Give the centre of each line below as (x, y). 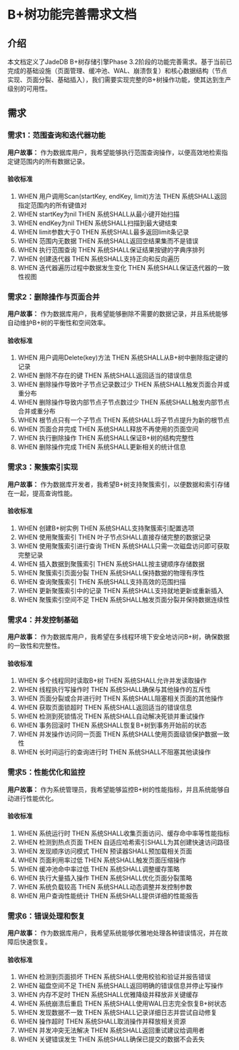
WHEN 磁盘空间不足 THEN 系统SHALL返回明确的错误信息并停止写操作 (121, 986)
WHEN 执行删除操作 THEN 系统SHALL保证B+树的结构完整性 (106, 438)
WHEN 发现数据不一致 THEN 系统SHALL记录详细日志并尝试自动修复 (117, 1013)
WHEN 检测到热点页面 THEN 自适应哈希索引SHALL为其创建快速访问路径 (124, 842)
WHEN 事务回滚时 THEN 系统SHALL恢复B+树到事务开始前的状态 (112, 725)
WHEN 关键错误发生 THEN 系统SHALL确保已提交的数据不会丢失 (111, 1039)
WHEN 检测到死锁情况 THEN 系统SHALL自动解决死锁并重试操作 (111, 716)
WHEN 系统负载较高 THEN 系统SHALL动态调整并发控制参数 (105, 886)
